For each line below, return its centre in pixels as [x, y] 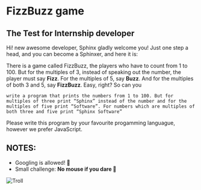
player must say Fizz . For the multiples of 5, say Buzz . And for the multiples [100, 78]
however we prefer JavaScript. [44, 129]
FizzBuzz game [45, 11]
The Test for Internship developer [70, 33]
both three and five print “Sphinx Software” [64, 112]
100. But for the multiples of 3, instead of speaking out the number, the [94, 72]
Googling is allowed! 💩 [42, 162]
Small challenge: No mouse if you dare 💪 [66, 169]
